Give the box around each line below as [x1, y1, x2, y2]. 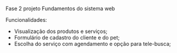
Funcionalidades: [5, 16, 47, 23]
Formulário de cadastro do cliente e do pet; [14, 34, 120, 41]
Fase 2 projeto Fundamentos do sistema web [5, 5, 115, 12]
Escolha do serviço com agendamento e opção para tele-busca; [14, 41, 171, 47]
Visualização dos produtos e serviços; [14, 28, 108, 35]
